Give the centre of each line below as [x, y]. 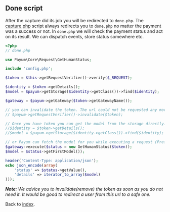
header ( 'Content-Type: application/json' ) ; [52, 161]
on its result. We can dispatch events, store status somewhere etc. [75, 36]
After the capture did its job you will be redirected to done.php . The [75, 20]
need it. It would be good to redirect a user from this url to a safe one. [78, 194]
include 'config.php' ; [29, 69]
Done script [24, 8]
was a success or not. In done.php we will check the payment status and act [84, 31]
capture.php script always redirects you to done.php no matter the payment [83, 26]
